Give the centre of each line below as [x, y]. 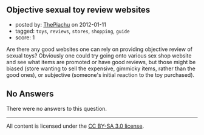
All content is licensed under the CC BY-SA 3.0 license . [75, 126]
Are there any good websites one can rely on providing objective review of [100, 49]
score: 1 [25, 37]
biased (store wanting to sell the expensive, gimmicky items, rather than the [101, 68]
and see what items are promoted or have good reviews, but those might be [101, 62]
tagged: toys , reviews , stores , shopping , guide [72, 31]
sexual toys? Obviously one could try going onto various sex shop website [99, 55]
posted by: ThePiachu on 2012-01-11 [60, 24]
